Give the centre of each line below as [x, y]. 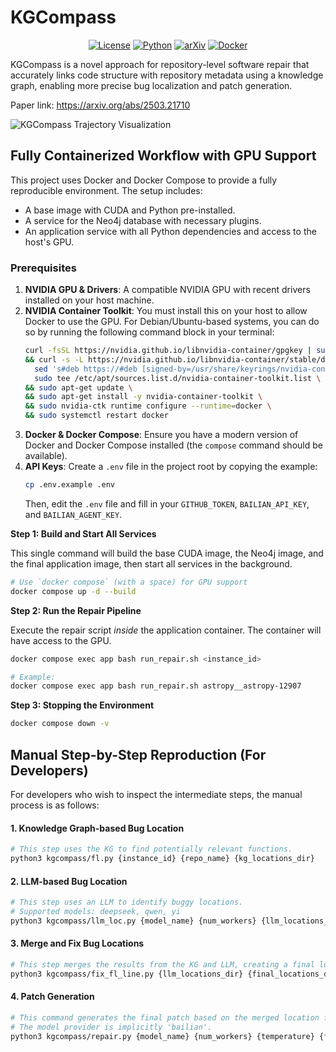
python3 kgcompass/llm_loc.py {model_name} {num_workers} [133, 921]
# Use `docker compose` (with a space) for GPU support [129, 582]
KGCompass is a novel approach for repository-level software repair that [160, 64]
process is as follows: [55, 805]
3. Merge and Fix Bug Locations [77, 943]
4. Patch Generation [52, 997]
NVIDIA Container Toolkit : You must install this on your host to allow [166, 311]
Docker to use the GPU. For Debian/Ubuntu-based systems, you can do [172, 322]
